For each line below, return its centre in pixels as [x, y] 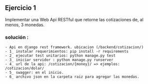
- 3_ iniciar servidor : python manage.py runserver [59, 60]
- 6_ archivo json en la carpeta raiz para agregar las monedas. [72, 77]
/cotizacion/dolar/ [25, 69]
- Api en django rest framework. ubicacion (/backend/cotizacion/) [74, 47]
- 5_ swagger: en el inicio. [34, 73]
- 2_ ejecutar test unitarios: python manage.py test [60, 56]
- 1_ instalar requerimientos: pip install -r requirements [67, 52]
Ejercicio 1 [21, 8]
